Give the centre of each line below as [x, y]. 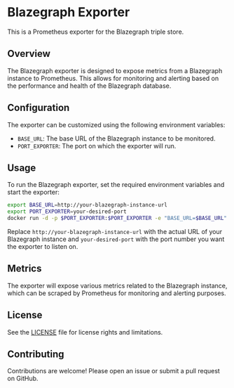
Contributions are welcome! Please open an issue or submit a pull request [114, 371]
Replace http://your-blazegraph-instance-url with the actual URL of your [115, 232]
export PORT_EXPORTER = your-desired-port [67, 212]
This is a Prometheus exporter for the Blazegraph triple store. [96, 32]
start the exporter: [33, 192]
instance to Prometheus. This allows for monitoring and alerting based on [113, 78]
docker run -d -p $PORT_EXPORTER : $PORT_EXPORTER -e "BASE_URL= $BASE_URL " [117, 219]
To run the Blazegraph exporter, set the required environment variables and [116, 185]
